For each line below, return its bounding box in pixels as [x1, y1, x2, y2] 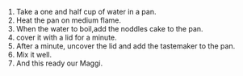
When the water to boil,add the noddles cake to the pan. [15, 24, 203, 33]
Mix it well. [15, 50, 52, 59]
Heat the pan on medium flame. [15, 15, 121, 25]
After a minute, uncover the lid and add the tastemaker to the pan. [15, 41, 236, 51]
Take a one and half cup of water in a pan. [15, 7, 157, 16]
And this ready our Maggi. [15, 58, 103, 68]
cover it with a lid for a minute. [15, 32, 117, 42]
